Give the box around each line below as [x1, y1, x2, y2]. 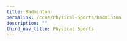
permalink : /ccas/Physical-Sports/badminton [6, 14, 122, 20]
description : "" [6, 20, 48, 26]
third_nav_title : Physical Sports [6, 25, 95, 32]
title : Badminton [6, 8, 51, 15]
